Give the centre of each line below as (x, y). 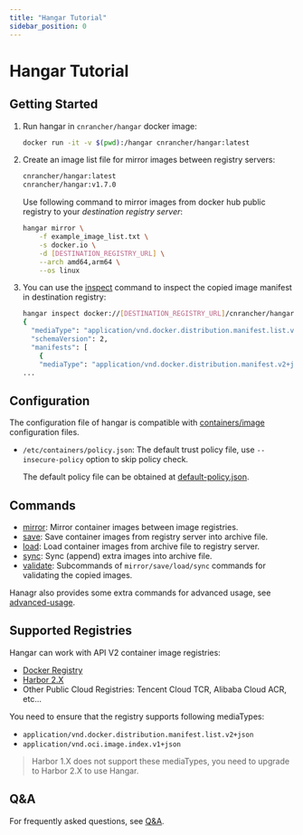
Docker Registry (52, 669)
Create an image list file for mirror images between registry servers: (149, 160)
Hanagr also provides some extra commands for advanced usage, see (140, 593)
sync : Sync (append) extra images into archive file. (117, 556)
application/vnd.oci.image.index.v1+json (101, 744)
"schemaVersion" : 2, (70, 339)
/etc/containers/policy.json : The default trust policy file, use (138, 450)
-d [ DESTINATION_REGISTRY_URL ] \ (102, 253)
